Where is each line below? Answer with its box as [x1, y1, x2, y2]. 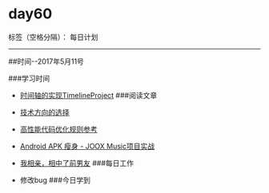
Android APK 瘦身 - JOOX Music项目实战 [19, 141, 155, 151]
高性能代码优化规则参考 [19, 124, 98, 134]
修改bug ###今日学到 [19, 175, 90, 184]
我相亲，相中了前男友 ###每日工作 [19, 158, 134, 167]
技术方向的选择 [19, 107, 70, 116]
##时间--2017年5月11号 [8, 57, 84, 66]
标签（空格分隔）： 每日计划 [8, 32, 98, 41]
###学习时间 [8, 73, 50, 83]
